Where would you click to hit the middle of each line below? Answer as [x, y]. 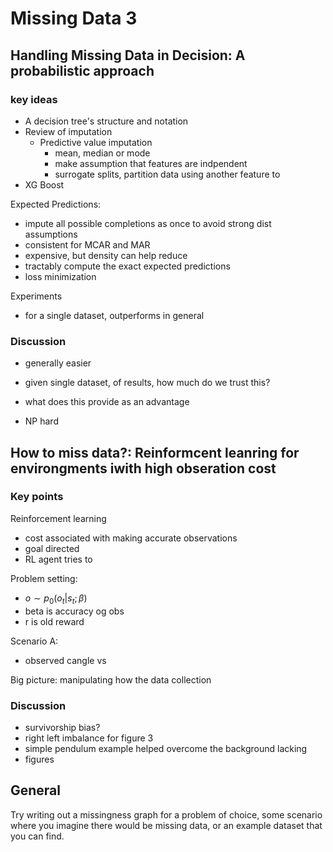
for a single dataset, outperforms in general [114, 315]
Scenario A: [34, 641]
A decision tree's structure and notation [106, 121]
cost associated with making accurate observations [131, 538]
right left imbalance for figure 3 [89, 738]
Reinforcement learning [58, 518]
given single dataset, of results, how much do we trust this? [147, 383]
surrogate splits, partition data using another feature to [167, 174]
